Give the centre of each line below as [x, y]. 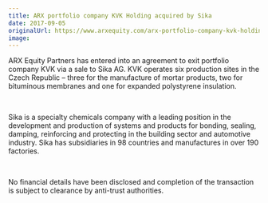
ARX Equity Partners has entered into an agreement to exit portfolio [119, 61]
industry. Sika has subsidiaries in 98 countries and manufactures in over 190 [134, 143]
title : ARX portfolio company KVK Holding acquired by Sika [110, 16]
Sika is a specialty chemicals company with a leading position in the [120, 117]
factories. [24, 151]
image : [19, 38]
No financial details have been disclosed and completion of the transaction [131, 182]
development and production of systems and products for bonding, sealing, [132, 125]
